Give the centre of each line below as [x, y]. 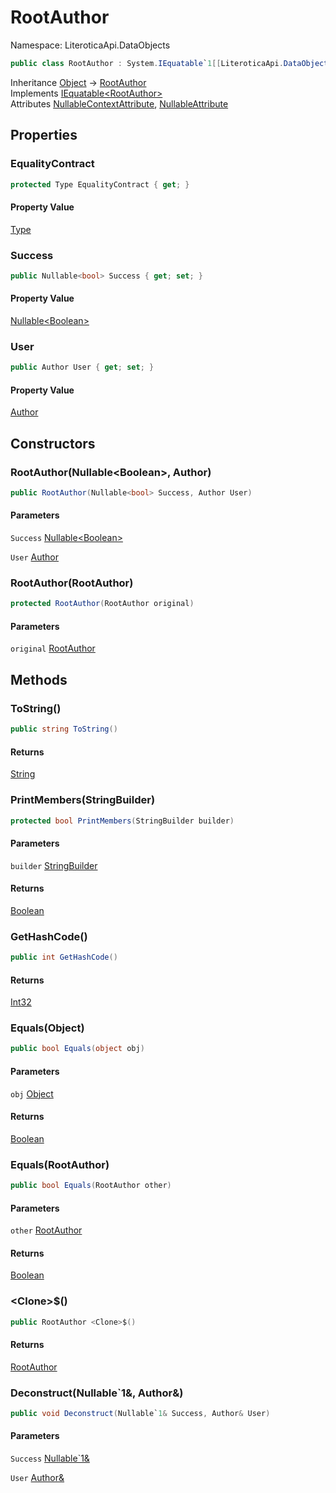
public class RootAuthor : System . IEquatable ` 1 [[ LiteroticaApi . [147, 63]
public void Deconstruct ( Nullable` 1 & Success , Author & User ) [140, 1414]
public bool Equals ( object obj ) [77, 1049]
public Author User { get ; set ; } [82, 367]
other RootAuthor [46, 1230]
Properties [44, 135]
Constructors [53, 443]
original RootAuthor [53, 648]
